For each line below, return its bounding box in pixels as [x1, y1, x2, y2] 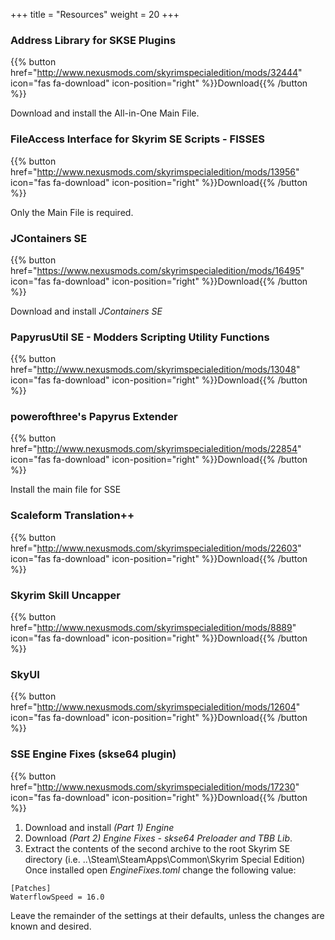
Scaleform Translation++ [10, 509, 135, 523]
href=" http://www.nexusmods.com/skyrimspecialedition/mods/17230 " [10, 780, 300, 793]
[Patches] [10, 883, 52, 893]
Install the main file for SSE [10, 484, 122, 496]
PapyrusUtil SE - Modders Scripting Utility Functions [10, 330, 270, 344]
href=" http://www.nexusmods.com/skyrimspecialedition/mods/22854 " [10, 443, 302, 455]
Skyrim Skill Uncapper [10, 588, 121, 602]
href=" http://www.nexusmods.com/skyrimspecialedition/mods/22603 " [10, 542, 302, 554]
